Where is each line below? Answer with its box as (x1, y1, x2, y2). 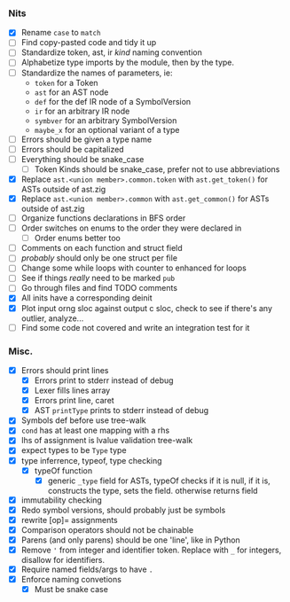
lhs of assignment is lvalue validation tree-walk (20, 435, 193, 446)
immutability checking (20, 495, 103, 505)
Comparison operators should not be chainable (20, 524, 194, 535)
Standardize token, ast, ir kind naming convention (20, 47, 203, 58)
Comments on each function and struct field (20, 243, 183, 254)
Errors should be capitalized (20, 144, 125, 154)
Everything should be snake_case (20, 153, 145, 164)
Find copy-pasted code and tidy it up (20, 37, 157, 48)
